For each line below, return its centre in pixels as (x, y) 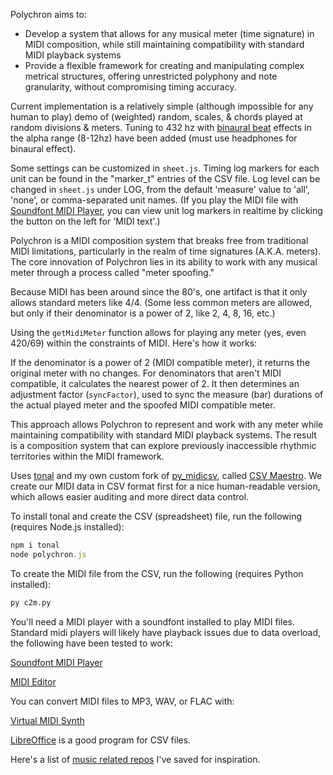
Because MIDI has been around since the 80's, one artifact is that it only (159, 292)
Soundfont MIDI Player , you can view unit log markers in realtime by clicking (166, 210)
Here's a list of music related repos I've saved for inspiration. (135, 759)
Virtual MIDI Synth (47, 720)
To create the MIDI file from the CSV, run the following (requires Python (157, 573)
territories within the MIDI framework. (87, 456)
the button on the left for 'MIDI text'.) (85, 221)
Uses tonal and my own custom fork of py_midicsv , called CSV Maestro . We (166, 475)
